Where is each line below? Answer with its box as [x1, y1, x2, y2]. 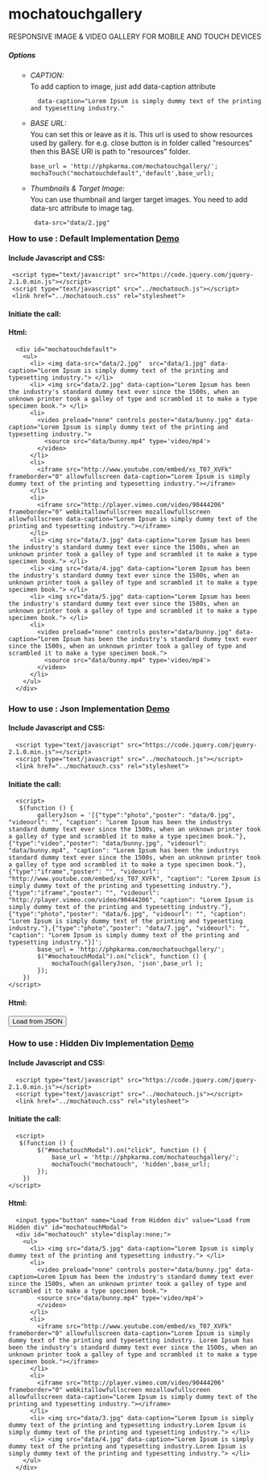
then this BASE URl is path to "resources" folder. [30, 146, 191, 156]
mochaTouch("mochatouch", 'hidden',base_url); [51, 1160, 211, 1168]
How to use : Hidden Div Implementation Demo [8, 1038, 195, 1050]
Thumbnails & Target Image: [30, 183, 125, 193]
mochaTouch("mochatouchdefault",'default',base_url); [30, 169, 215, 178]
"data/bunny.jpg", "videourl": [101, 840, 207, 848]
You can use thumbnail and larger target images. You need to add [30, 195, 248, 204]
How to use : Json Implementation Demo [8, 703, 171, 714]
